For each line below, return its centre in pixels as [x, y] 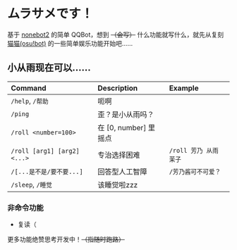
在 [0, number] [122, 127]
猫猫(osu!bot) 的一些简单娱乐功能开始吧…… [70, 43]
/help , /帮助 [30, 101]
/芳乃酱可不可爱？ [195, 171]
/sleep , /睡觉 [32, 185]
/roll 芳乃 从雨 [194, 150]
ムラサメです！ [50, 14]
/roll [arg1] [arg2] [45, 151]
